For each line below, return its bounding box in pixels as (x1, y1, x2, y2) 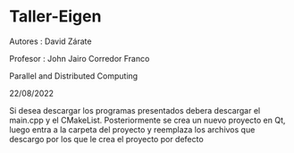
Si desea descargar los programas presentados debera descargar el (9, 105, 261, 115)
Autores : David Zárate (9, 36, 92, 47)
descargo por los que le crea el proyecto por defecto (9, 133, 204, 144)
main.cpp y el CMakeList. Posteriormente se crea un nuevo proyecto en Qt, (9, 115, 286, 125)
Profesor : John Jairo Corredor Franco (9, 53, 150, 64)
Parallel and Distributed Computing (9, 70, 139, 81)
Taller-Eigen (9, 6, 102, 27)
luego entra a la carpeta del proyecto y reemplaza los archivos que (9, 123, 256, 135)
